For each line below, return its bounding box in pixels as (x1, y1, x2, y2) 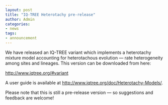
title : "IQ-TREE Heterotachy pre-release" (5, 12, 96, 17)
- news (5, 26, 19, 31)
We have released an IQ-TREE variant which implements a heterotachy (5, 49, 151, 56)
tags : (5, 31, 17, 36)
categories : (5, 21, 30, 27)
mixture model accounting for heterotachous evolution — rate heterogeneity (5, 55, 163, 61)
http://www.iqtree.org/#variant (5, 70, 69, 76)
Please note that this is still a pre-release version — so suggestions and (5, 89, 153, 95)
